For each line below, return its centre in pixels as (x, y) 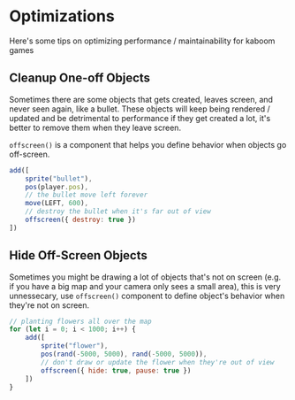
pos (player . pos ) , (57, 187)
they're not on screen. (49, 305)
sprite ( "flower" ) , (75, 346)
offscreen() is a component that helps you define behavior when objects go (148, 144)
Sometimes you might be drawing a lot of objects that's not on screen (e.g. (145, 277)
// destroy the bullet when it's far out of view (118, 212)
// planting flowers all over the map (80, 321)
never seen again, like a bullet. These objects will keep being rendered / (140, 109)
